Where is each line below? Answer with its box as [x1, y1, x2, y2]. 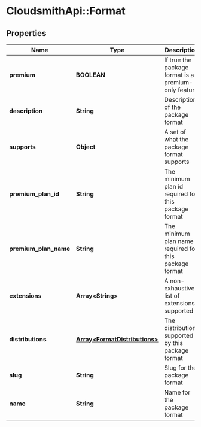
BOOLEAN [75, 71, 106, 79]
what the [164, 135, 189, 143]
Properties [6, 28, 47, 38]
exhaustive [164, 284, 195, 292]
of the [164, 103, 181, 111]
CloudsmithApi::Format [6, 4, 126, 18]
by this [164, 339, 184, 347]
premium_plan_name [9, 244, 71, 253]
